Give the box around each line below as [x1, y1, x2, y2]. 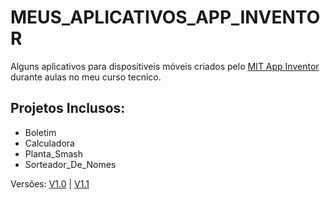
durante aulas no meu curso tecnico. [10, 71, 162, 83]
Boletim [24, 126, 57, 138]
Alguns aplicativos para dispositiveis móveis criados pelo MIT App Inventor [10, 60, 320, 72]
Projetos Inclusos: [10, 100, 126, 117]
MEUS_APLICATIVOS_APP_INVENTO [10, 6, 321, 29]
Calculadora [24, 137, 75, 149]
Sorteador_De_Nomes [24, 158, 117, 170]
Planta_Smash [24, 147, 83, 160]
